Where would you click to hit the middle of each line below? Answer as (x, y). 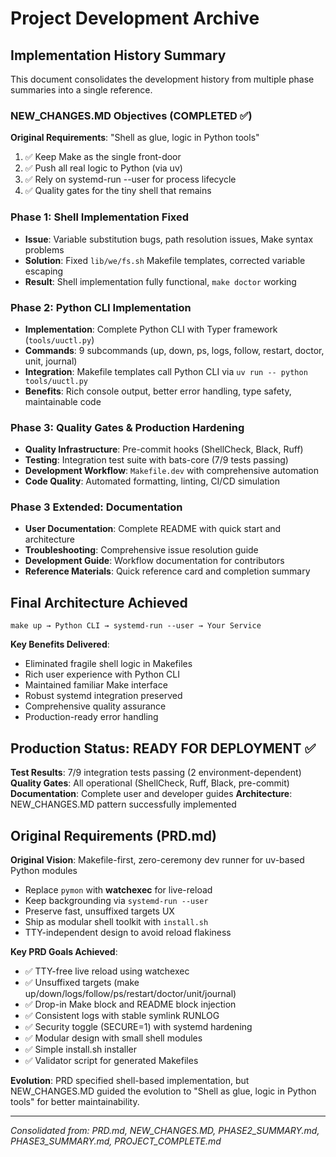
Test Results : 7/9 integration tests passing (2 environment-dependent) (156, 773)
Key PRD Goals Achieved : (64, 951)
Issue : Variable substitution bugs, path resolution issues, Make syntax (169, 239)
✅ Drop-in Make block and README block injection (130, 1004)
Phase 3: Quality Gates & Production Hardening (127, 427)
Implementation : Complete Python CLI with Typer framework (151, 329)
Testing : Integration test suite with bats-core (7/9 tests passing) (156, 460)
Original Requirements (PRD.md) (113, 835)
